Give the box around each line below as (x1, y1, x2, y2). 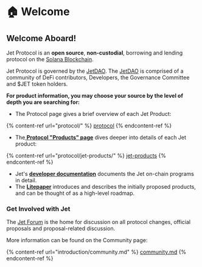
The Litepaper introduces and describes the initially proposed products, (15, 183, 197, 190)
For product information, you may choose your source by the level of (6, 92, 184, 99)
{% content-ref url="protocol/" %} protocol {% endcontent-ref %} (6, 122, 172, 129)
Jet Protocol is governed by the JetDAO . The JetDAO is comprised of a (6, 67, 184, 75)
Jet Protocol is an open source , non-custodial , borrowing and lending (6, 49, 183, 56)
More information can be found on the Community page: (6, 237, 148, 244)
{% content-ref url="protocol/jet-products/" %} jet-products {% (6, 152, 166, 159)
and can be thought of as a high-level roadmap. (15, 189, 135, 197)
